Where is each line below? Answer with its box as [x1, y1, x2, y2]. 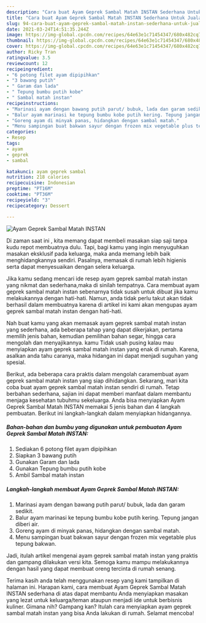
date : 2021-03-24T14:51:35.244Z [6, 26, 89, 33]
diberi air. [15, 520, 39, 528]
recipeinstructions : [6, 100, 59, 106]
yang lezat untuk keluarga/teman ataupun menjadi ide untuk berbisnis [6, 597, 183, 604]
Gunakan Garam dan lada [15, 459, 80, 466]
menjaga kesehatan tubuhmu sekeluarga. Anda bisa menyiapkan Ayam [6, 397, 185, 404]
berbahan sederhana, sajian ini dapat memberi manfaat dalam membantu [6, 390, 191, 397]
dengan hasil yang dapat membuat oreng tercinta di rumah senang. [6, 565, 177, 573]
